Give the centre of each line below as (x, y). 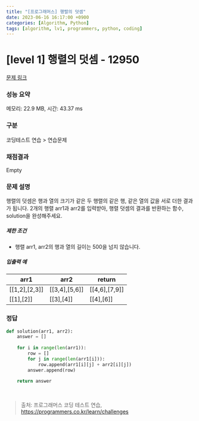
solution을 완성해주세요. (34, 216)
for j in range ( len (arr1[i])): (66, 359)
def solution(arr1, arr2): (40, 331)
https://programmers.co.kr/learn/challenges (75, 412)
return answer (34, 381)
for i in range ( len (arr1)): (52, 348)
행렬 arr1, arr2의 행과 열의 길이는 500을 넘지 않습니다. (77, 247)
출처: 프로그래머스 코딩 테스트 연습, (61, 405)
